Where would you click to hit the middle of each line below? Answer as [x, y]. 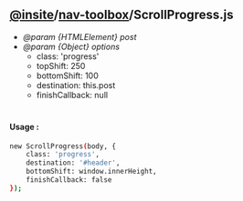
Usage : [24, 127]
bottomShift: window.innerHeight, [91, 172]
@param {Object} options [71, 46]
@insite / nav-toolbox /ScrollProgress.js [121, 15]
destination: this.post [76, 85]
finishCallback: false [69, 180]
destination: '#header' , [73, 163]
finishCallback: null [72, 95]
